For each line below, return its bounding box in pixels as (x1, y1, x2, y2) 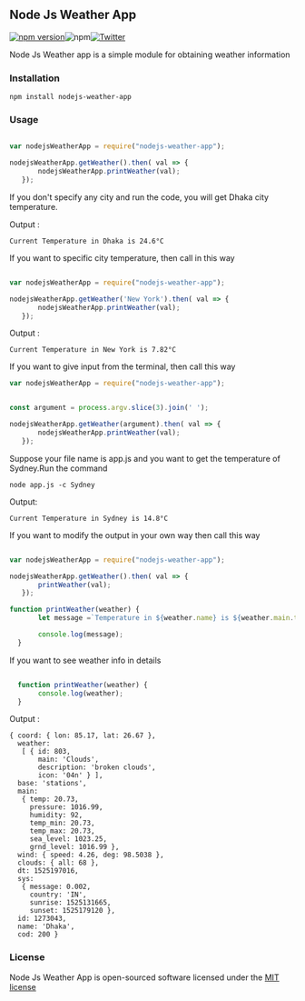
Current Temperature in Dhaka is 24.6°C (9, 236, 165, 245)
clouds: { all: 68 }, (17, 858, 100, 867)
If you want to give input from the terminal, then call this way (9, 361, 236, 372)
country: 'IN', (29, 890, 88, 899)
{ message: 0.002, (21, 882, 92, 892)
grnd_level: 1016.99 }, (29, 843, 120, 852)
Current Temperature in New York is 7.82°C (9, 345, 177, 355)
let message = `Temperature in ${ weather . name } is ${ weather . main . (37, 614, 295, 623)
